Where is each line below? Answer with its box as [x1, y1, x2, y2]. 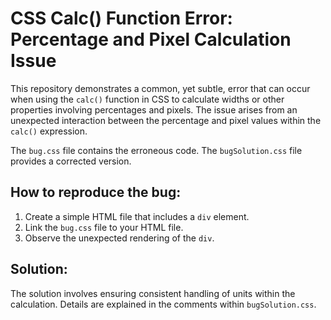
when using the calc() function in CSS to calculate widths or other [10, 93, 285, 105]
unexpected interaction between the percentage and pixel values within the [10, 114, 322, 126]
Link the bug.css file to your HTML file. [24, 221, 184, 233]
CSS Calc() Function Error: [10, 7, 233, 30]
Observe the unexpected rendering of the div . [24, 232, 215, 244]
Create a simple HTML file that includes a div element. [24, 210, 250, 222]
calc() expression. [10, 125, 88, 137]
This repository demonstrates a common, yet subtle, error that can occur [10, 82, 311, 94]
